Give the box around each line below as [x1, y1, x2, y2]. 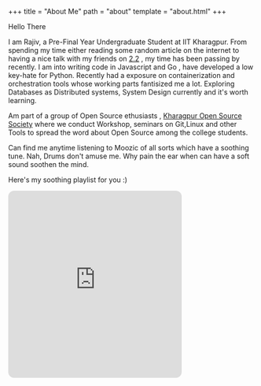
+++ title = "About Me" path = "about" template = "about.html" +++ [8, 7, 226, 16]
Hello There [8, 22, 46, 31]
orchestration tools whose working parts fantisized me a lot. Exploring [8, 79, 235, 88]
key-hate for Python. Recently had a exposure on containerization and [8, 71, 235, 80]
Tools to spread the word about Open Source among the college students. [8, 128, 248, 137]
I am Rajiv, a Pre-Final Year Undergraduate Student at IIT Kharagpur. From [8, 37, 248, 46]
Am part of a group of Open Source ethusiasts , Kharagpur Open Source [8, 111, 242, 121]
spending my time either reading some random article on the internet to [8, 46, 240, 54]
